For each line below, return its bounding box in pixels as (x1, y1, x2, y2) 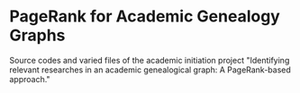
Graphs (9, 25, 66, 46)
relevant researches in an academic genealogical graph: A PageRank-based (9, 64, 291, 75)
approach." (9, 73, 51, 84)
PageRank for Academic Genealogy (9, 6, 281, 27)
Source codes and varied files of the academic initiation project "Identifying (9, 55, 290, 65)
